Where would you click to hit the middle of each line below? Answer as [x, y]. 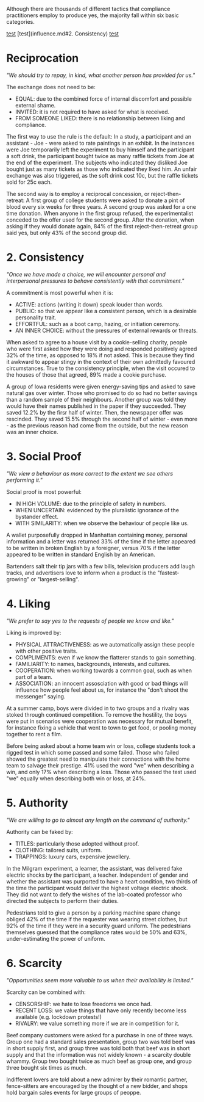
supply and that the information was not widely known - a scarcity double [99, 1054]
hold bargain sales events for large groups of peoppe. [74, 1092]
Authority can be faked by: [40, 832]
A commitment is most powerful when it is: [60, 292]
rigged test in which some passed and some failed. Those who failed [93, 752]
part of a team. [34, 676]
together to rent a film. [34, 734]
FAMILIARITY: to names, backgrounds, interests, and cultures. [93, 664]
